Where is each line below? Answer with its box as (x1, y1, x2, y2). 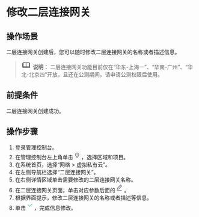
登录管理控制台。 (14, 144, 58, 151)
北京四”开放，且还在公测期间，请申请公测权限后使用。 (29, 71, 164, 78)
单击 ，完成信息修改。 (14, 204, 76, 211)
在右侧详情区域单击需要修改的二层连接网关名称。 (14, 176, 136, 183)
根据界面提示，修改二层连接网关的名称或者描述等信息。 (14, 194, 152, 201)
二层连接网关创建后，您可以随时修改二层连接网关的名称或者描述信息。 (6, 49, 180, 55)
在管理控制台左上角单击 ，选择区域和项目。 (14, 153, 129, 160)
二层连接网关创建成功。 (6, 107, 64, 114)
